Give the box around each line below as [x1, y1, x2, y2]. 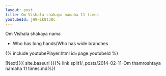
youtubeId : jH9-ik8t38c [5, 17, 56, 22]
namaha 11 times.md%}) [5, 65, 56, 71]
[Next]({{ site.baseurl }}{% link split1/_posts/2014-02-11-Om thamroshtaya [5, 60, 161, 66]
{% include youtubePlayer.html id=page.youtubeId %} [5, 50, 119, 56]
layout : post [5, 7, 33, 13]
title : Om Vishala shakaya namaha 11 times [5, 12, 99, 17]
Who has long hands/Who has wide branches [12, 41, 108, 47]
